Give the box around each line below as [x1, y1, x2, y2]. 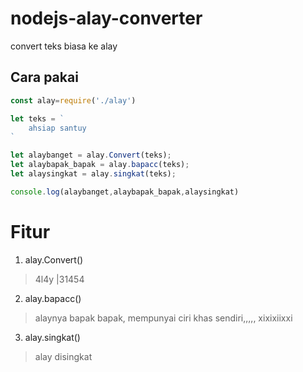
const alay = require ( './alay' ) [10, 95, 137, 106]
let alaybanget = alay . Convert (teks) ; [10, 150, 172, 161]
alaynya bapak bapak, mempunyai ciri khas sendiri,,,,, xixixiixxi [34, 312, 293, 324]
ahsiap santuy [28, 123, 87, 133]
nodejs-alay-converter [10, 7, 203, 30]
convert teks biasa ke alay [10, 40, 118, 52]
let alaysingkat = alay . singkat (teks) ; [10, 169, 177, 179]
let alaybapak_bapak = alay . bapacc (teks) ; [10, 160, 190, 170]
